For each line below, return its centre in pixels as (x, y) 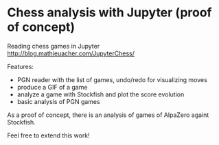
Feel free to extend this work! (49, 135)
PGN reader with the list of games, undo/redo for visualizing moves (112, 79)
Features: (21, 66)
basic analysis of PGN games (59, 101)
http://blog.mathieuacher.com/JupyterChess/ (71, 53)
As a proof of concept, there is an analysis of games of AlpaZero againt (108, 115)
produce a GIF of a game (52, 87)
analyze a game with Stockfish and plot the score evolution (101, 94)
